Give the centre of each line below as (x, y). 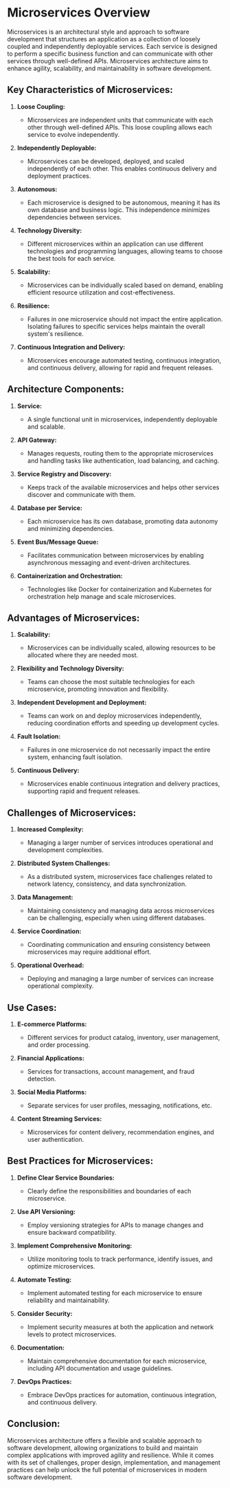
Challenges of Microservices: (72, 812)
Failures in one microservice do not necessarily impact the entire (119, 750)
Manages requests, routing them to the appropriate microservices (120, 453)
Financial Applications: (50, 1058)
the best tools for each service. (71, 258)
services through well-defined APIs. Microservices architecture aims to (107, 61)
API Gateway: (37, 440)
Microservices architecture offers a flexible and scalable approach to (105, 1441)
